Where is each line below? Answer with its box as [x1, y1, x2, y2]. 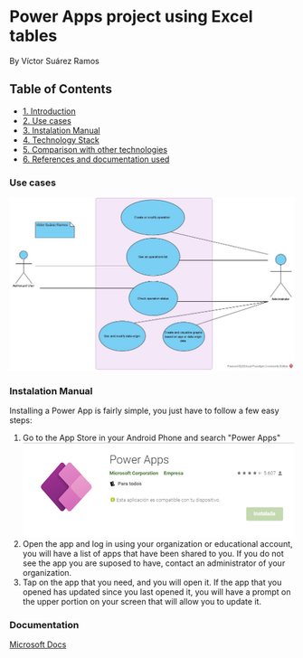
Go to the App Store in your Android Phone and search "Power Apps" [22, 432, 281, 443]
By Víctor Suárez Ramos [9, 55, 99, 66]
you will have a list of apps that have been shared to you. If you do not [22, 549, 284, 559]
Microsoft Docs [9, 639, 67, 650]
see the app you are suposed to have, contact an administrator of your [22, 558, 286, 569]
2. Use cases [22, 115, 72, 126]
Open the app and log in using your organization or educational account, [22, 539, 293, 550]
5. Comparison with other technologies [22, 144, 168, 155]
